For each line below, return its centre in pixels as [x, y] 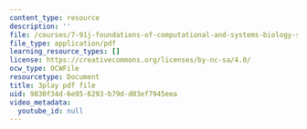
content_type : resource [55, 18]
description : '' [40, 26]
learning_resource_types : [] [65, 52]
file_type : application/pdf [63, 43]
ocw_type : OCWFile [44, 69]
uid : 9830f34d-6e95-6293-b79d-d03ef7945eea [94, 94]
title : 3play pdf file [53, 85]
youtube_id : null [51, 111]
